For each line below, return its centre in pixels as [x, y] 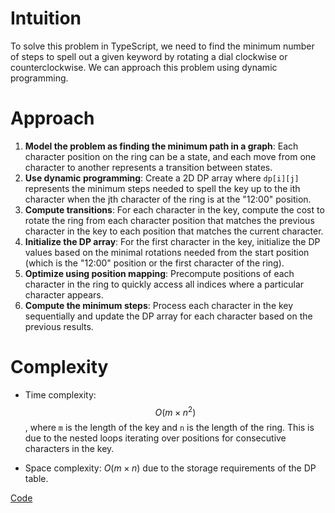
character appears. [64, 294]
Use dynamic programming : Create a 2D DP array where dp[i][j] [162, 178]
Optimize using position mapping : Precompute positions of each [159, 273]
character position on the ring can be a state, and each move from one [170, 156]
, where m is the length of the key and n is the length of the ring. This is [169, 428]
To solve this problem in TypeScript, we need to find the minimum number [162, 46]
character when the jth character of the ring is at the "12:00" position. [168, 199]
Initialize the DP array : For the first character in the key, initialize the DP [172, 241]
